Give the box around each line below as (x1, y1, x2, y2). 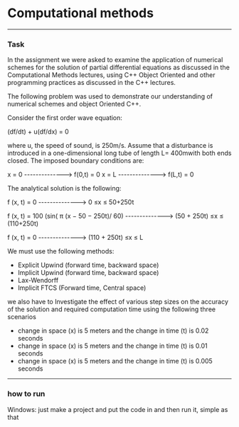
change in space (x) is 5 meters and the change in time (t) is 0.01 (17, 341, 208, 351)
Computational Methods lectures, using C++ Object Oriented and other (7, 71, 216, 79)
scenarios (7, 313, 37, 321)
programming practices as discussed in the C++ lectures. (7, 79, 176, 87)
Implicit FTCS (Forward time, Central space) (17, 283, 147, 292)
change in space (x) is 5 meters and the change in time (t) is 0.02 (17, 326, 209, 335)
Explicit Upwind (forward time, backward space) (17, 261, 159, 269)
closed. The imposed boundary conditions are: (7, 156, 144, 165)
